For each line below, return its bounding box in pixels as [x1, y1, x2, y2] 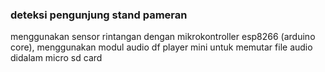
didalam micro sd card [10, 52, 103, 64]
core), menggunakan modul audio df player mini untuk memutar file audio [10, 41, 313, 53]
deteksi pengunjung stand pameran [10, 8, 188, 22]
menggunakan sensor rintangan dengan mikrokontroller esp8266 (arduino [10, 31, 316, 43]
